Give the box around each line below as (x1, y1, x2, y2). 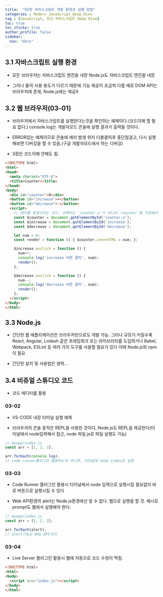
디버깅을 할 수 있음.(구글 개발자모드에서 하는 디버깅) (25, 140, 123, 146)
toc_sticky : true (5, 25, 40, 30)
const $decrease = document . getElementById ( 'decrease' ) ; (14, 224, 132, 229)
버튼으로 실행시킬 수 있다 (17, 488, 65, 494)
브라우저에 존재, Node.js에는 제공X (12, 88, 79, 94)
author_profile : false (5, 30, 51, 35)
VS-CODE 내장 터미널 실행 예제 (12, 414, 72, 420)
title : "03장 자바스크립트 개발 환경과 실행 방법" (5, 7, 96, 12)
